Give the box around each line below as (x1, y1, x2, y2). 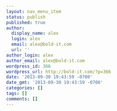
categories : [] (6, 85, 43, 91)
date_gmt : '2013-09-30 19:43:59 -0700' (6, 80, 104, 86)
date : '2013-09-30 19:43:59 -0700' (6, 74, 93, 80)
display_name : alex (11, 31, 59, 36)
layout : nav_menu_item (6, 8, 61, 15)
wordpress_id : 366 (6, 63, 51, 69)
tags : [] (6, 90, 27, 96)
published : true (6, 19, 46, 25)
